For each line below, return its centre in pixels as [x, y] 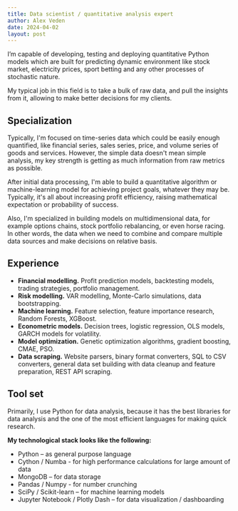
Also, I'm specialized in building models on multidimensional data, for [109, 219]
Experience [33, 263]
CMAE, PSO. [36, 349]
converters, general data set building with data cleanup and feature [117, 363]
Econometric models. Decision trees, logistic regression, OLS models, [121, 326]
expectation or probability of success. [63, 205]
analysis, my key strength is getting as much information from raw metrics [116, 160]
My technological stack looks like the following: [79, 440]
